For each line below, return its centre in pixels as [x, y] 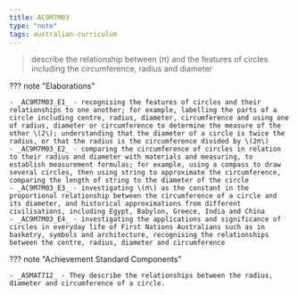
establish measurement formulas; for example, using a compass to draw [145, 165]
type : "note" [33, 26]
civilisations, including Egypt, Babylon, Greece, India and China [137, 212]
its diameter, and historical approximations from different [125, 204]
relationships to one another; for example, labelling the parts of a [143, 111]
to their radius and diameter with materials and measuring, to [131, 157]
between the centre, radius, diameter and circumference [117, 243]
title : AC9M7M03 [39, 17]
